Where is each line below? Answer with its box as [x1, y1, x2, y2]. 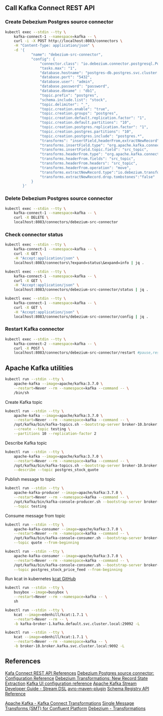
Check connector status [5, 231, 63, 238]
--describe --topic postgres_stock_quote [14, 468, 98, 472]
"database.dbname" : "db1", [39, 89, 97, 94]
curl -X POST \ [14, 346, 45, 351]
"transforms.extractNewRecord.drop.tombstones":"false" [39, 174, 155, 179]
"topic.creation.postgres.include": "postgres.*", [39, 133, 145, 138]
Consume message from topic [5, 512, 65, 518]
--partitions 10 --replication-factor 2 [14, 431, 97, 436]
